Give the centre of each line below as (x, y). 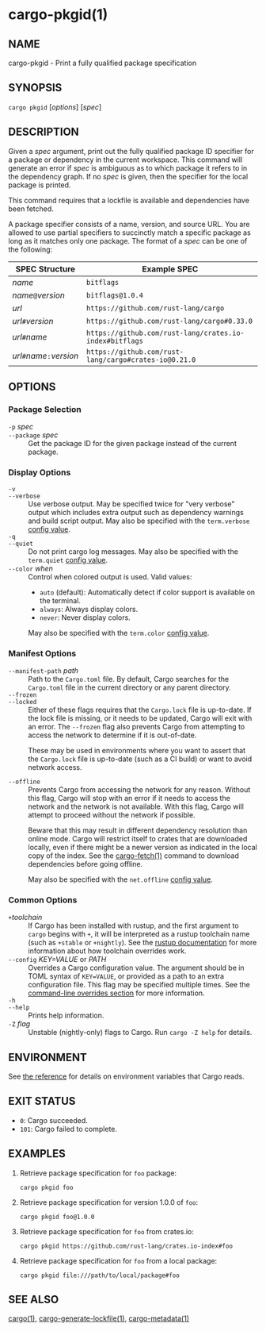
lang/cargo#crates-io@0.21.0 (141, 360)
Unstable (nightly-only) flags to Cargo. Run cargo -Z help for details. (140, 1033)
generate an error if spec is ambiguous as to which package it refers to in (128, 167)
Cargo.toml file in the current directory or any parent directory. (129, 687)
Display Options (40, 472)
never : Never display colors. (85, 617)
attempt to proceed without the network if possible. (112, 814)
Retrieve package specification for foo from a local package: (118, 1260)
